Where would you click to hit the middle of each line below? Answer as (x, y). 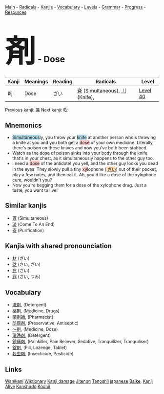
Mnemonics (24, 126)
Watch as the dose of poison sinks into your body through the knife (80, 153)
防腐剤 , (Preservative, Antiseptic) (45, 323)
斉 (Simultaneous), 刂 (102, 91)
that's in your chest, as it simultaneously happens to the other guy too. (83, 158)
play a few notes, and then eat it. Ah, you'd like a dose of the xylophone (84, 174)
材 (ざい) (21, 258)
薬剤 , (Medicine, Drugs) (36, 311)
